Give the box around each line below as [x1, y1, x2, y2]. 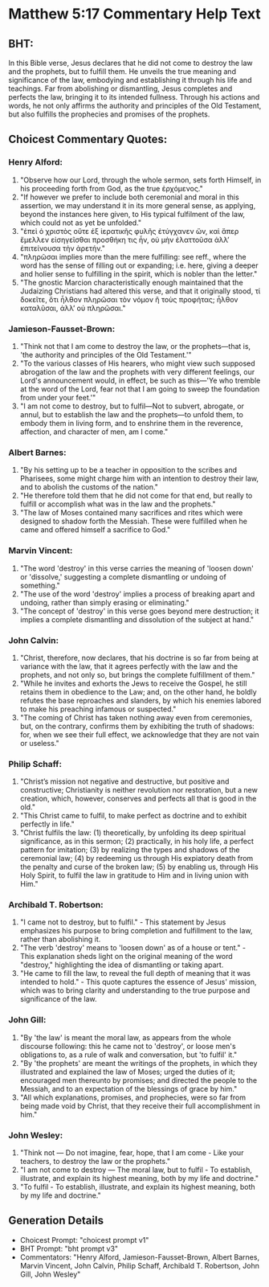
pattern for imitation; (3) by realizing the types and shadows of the [19, 845, 240, 855]
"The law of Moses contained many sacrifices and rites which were [19, 508, 243, 518]
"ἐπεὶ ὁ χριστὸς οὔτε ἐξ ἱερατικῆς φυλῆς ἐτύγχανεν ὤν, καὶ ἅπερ [19, 226, 239, 236]
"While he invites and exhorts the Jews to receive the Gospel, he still [19, 678, 247, 688]
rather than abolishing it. [19, 934, 101, 945]
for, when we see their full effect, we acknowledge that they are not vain [19, 729, 259, 740]
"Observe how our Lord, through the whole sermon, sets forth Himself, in [19, 174, 262, 185]
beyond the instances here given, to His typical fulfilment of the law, [19, 209, 245, 219]
